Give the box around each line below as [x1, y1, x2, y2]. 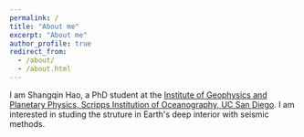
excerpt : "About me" [9, 30, 89, 39]
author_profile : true [9, 38, 92, 48]
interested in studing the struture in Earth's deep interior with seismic [9, 109, 269, 120]
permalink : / [9, 13, 59, 23]
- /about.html [17, 65, 71, 74]
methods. [9, 118, 46, 129]
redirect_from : [9, 47, 68, 57]
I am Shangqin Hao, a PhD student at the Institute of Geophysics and [9, 89, 267, 100]
